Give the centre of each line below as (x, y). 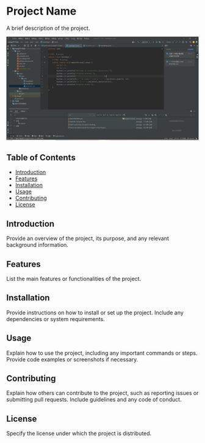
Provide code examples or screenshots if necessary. (72, 359)
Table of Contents (41, 158)
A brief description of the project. (48, 28)
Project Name (41, 11)
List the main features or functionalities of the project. (74, 279)
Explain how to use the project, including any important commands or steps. (102, 353)
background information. (38, 245)
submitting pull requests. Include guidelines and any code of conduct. (94, 400)
